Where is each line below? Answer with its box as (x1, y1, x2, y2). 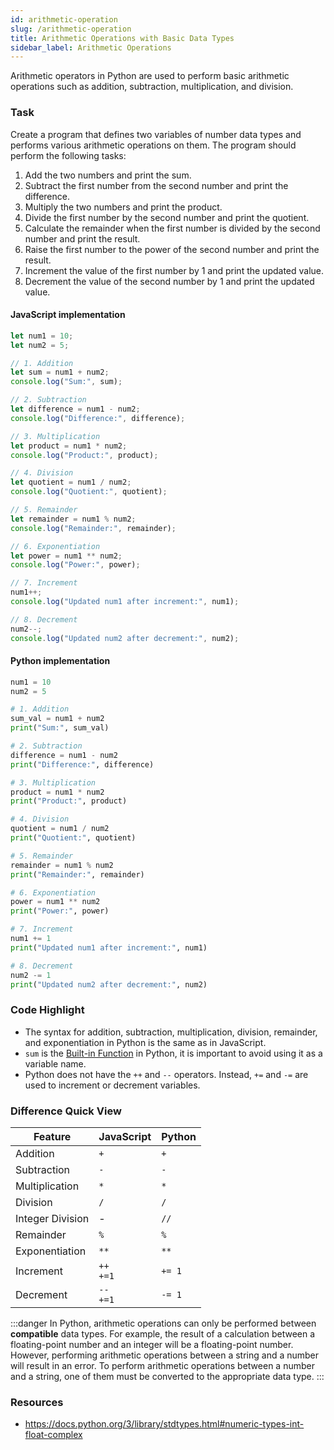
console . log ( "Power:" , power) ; (10, 560, 141, 570)
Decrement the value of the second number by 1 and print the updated (24, 275, 315, 287)
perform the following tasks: (10, 149, 127, 161)
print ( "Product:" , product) (10, 796, 128, 806)
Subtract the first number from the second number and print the (24, 179, 289, 191)
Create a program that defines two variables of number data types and (10, 128, 302, 140)
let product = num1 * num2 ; (10, 441, 128, 451)
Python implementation (10, 655, 111, 667)
